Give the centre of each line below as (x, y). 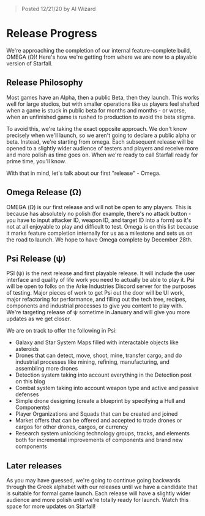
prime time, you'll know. (36, 161)
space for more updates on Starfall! (51, 506)
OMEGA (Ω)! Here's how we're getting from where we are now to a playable (102, 57)
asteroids (27, 349)
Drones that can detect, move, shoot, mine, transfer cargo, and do (99, 356)
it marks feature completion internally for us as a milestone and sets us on (99, 233)
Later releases (34, 466)
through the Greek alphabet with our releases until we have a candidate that (102, 487)
